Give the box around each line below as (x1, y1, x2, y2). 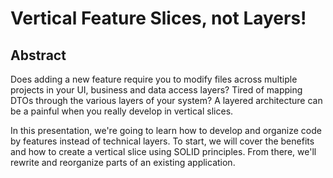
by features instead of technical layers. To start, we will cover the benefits (10, 135, 315, 147)
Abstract (10, 47, 67, 64)
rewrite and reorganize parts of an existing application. (10, 157, 236, 168)
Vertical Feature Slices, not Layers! (10, 7, 307, 30)
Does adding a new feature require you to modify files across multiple (10, 73, 298, 85)
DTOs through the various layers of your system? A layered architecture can (10, 95, 323, 106)
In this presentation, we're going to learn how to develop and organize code (10, 125, 322, 136)
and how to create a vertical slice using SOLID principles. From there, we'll (10, 146, 317, 157)
